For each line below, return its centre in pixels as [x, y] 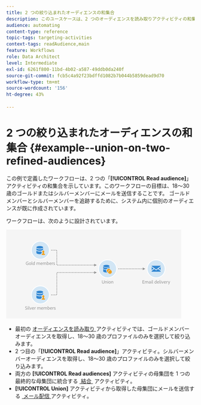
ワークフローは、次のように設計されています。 [64, 220]
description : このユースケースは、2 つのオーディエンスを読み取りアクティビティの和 [99, 19]
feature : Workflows [31, 51]
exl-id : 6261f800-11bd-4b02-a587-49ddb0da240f [65, 69]
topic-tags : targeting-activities [49, 38]
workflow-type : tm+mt [33, 82]
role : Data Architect [33, 57]
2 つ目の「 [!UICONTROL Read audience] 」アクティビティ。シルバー [99, 351]
